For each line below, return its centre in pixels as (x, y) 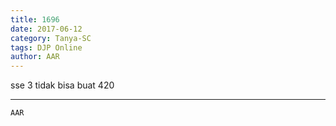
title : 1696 (35, 19)
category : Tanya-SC (51, 38)
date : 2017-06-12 (46, 29)
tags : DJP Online (46, 47)
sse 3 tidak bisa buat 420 (62, 85)
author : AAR (35, 57)
